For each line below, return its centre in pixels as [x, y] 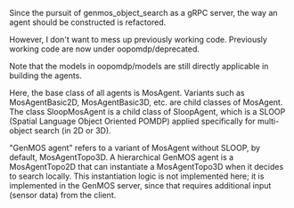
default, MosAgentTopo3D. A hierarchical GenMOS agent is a [122, 157]
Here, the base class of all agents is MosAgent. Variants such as [127, 93]
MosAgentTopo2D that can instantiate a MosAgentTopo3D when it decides [147, 167]
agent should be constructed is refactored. [88, 22]
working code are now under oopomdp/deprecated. [105, 49]
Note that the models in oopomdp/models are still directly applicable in [139, 66]
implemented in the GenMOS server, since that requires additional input [140, 185]
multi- [268, 121]
